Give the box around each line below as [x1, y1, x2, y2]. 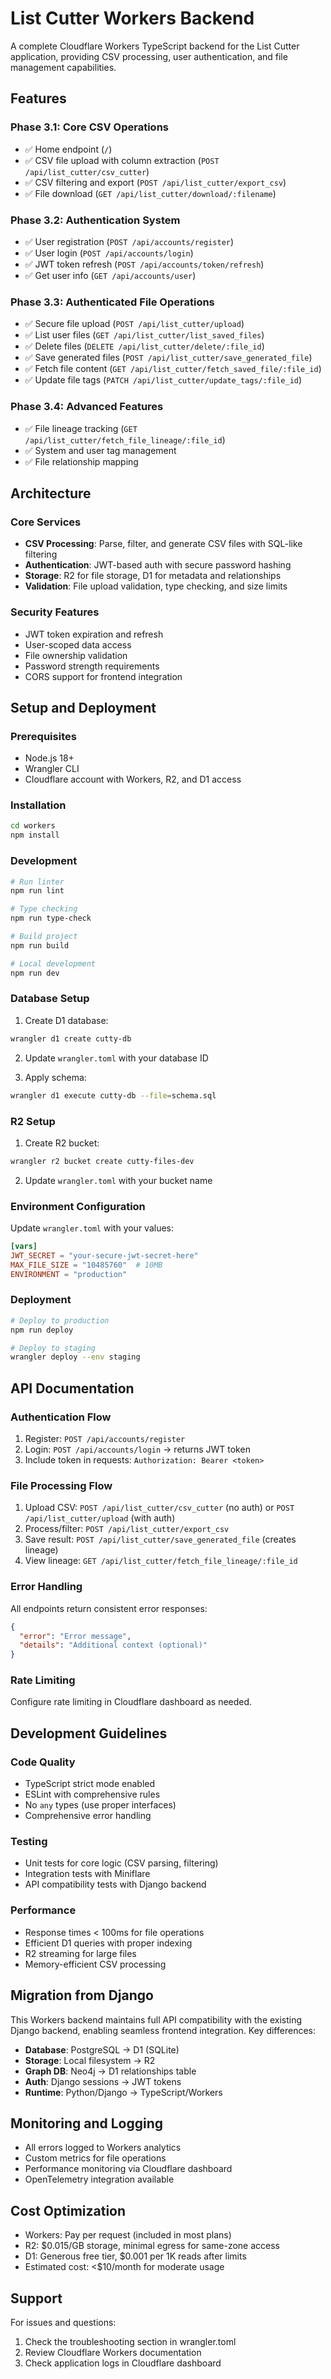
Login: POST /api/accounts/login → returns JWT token [24, 1443, 251, 1456]
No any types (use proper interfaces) [24, 1799, 177, 1811]
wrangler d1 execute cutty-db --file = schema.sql [10, 1090, 217, 1101]
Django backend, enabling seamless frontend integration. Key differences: [10, 2024, 316, 2036]
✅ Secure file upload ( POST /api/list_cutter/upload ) [24, 318, 245, 330]
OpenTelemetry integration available [24, 2173, 175, 2186]
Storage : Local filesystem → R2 [24, 2054, 156, 2066]
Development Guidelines [10, 1725, 168, 1742]
